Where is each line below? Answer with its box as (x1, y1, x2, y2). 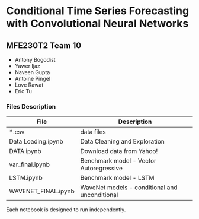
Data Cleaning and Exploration (80, 138, 165, 146)
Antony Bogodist (14, 56, 56, 63)
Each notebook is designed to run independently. (6, 206, 126, 213)
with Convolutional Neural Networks (6, 17, 189, 30)
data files (80, 128, 106, 136)
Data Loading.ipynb (9, 138, 63, 146)
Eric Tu (14, 88, 33, 94)
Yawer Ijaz (14, 62, 40, 69)
